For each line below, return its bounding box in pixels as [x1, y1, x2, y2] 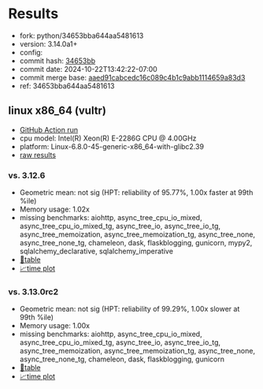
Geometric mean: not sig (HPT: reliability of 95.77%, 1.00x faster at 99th [19, 188, 254, 197]
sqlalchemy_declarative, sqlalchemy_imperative [19, 246, 173, 256]
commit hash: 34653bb [19, 56, 96, 65]
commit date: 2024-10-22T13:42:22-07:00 [19, 64, 157, 73]
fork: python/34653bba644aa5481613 [19, 31, 144, 40]
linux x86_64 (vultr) [8, 104, 106, 118]
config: [19, 47, 43, 57]
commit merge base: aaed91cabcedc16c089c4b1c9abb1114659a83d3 [19, 73, 246, 82]
